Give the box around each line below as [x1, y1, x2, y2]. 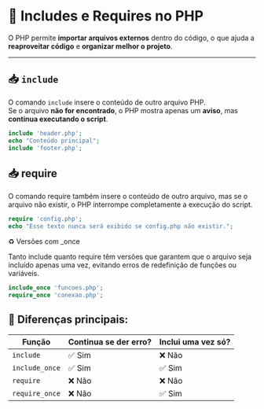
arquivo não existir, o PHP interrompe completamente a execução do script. [8, 200, 253, 209]
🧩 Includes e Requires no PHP [8, 7, 204, 25]
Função [22, 336, 51, 347]
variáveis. [8, 268, 39, 278]
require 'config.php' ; [8, 216, 82, 223]
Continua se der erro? [68, 336, 152, 347]
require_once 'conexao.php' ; [8, 291, 104, 299]
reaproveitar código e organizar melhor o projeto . [8, 41, 173, 50]
